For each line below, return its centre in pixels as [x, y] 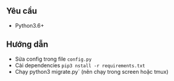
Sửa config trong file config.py [53, 59]
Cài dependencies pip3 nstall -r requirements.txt [80, 65]
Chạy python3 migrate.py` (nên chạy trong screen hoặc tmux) [92, 71]
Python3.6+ [30, 25]
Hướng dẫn [27, 45]
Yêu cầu [22, 11]
